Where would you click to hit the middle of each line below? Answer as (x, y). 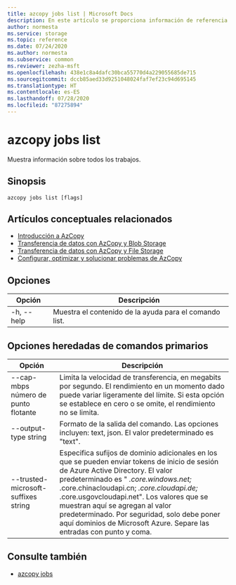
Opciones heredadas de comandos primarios (108, 346)
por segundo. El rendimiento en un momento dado (142, 386)
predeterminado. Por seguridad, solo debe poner (140, 515)
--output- (28, 428)
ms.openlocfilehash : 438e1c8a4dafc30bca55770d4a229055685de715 (102, 72)
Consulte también (47, 557)
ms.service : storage (38, 33)
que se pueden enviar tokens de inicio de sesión (139, 462)
